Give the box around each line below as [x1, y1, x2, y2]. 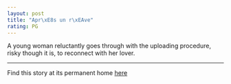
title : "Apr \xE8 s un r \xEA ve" [7, 17, 94, 23]
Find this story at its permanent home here [7, 69, 128, 77]
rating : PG [7, 23, 38, 30]
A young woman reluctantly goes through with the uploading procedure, [7, 42, 212, 50]
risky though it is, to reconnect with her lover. [7, 49, 135, 57]
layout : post [7, 10, 45, 17]
